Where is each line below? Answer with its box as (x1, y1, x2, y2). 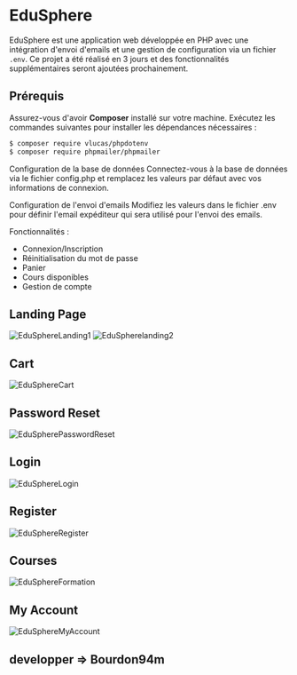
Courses (9, 552, 58, 568)
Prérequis (9, 89, 65, 104)
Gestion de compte (21, 281, 92, 291)
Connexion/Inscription (21, 243, 104, 254)
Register (9, 504, 58, 520)
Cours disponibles (21, 272, 89, 282)
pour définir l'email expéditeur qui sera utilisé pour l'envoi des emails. (9, 209, 263, 219)
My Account (9, 602, 79, 617)
